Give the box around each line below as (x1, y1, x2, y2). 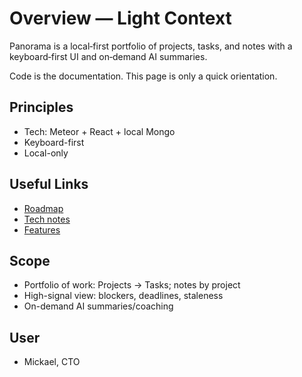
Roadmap (23, 202, 64, 214)
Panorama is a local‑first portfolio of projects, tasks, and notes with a (9, 40, 293, 52)
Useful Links (9, 176, 89, 193)
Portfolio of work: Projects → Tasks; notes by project (23, 279, 241, 291)
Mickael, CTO (23, 356, 81, 368)
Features (23, 223, 61, 236)
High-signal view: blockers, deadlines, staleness (23, 290, 224, 302)
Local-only (23, 147, 69, 159)
